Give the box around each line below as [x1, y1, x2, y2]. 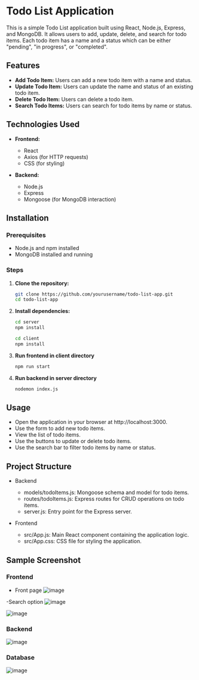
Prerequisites [6, 231, 46, 239]
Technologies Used [6, 119, 79, 130]
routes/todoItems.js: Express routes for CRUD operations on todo [23, 495, 185, 503]
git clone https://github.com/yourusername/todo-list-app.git [14, 291, 173, 297]
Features [6, 61, 40, 71]
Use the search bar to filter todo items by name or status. [14, 444, 156, 451]
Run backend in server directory [14, 374, 97, 381]
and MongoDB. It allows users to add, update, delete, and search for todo [6, 30, 187, 37]
